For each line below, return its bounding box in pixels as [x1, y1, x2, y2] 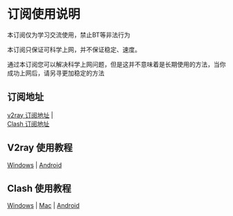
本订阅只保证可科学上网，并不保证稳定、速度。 [7, 45, 141, 53]
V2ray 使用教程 [7, 142, 73, 153]
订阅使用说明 [7, 6, 81, 22]
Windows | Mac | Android [7, 201, 80, 210]
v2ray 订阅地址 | [7, 110, 53, 119]
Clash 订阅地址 [7, 119, 50, 128]
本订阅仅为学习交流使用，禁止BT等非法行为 [7, 31, 130, 39]
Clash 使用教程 [7, 182, 71, 194]
